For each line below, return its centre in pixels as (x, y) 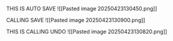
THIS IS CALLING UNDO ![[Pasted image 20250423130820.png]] (87, 31)
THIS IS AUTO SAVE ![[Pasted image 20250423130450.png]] (82, 9)
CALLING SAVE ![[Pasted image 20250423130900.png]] (76, 20)
